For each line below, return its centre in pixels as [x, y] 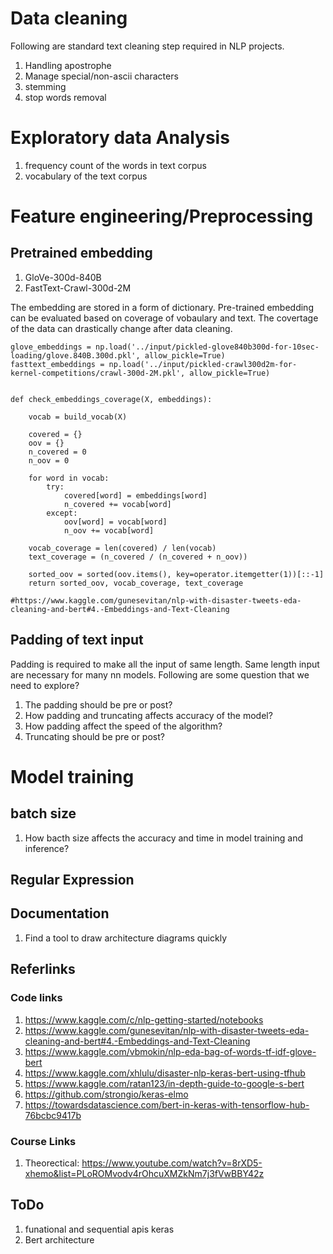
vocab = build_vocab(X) [78, 417]
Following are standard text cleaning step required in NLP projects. [147, 46]
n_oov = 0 [49, 460]
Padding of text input [77, 640]
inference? [47, 848]
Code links [36, 998]
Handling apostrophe [68, 65]
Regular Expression [72, 880]
